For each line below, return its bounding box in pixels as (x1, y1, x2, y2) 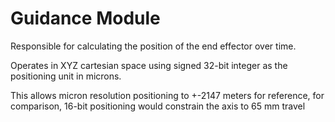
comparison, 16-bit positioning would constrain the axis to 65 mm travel (10, 100, 306, 112)
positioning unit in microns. (10, 70, 122, 82)
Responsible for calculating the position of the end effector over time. (10, 40, 297, 52)
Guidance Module (10, 7, 161, 30)
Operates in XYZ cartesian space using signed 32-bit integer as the (10, 59, 288, 71)
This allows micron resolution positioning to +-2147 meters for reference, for (10, 89, 325, 101)
